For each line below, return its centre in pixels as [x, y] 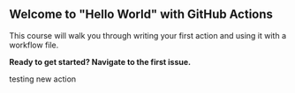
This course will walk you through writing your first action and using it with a [148, 35]
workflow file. [34, 45]
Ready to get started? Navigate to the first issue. [100, 61]
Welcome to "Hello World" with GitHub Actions [141, 14]
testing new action [43, 79]
